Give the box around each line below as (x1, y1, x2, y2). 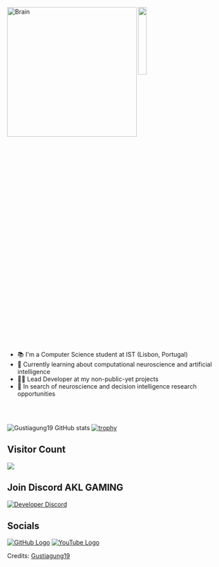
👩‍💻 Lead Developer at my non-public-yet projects (17, 375, 159, 383)
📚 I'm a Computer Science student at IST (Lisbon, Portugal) (17, 351, 189, 358)
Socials (7, 520, 40, 532)
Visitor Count (7, 444, 66, 456)
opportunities (17, 390, 56, 398)
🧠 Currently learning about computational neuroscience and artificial (17, 360, 212, 369)
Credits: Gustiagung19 (7, 552, 70, 560)
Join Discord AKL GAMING (7, 482, 124, 494)
